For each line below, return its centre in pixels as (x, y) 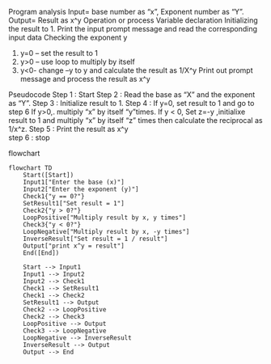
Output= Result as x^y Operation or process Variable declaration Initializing (133, 20)
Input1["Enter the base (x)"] (74, 182)
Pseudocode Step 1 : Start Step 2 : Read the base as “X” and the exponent (132, 95)
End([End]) (41, 253)
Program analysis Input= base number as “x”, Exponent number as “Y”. (126, 12)
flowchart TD (30, 168)
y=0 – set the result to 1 (59, 53)
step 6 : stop (29, 138)
